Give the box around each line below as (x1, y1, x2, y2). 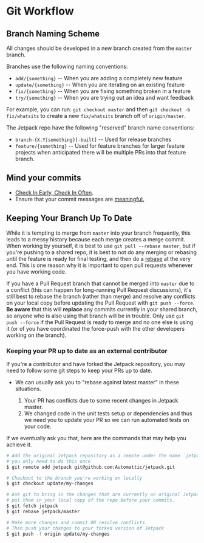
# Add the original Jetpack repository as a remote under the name (6, 452, 181, 458)
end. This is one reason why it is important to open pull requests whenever (6, 261, 193, 269)
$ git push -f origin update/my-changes (6, 531, 110, 537)
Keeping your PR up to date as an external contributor (6, 347, 168, 355)
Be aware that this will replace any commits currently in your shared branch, (6, 305, 198, 313)
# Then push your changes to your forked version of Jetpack (6, 525, 165, 531)
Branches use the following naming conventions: (6, 63, 128, 70)
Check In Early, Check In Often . (15, 188, 94, 196)
